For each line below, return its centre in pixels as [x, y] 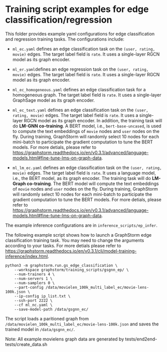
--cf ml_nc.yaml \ [33, 305]
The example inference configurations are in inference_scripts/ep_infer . [81, 225]
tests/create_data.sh [26, 344]
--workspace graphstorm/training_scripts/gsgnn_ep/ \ [71, 270]
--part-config [29, 287]
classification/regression [59, 20]
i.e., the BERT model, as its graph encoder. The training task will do [82, 178]
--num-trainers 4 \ [35, 274]
